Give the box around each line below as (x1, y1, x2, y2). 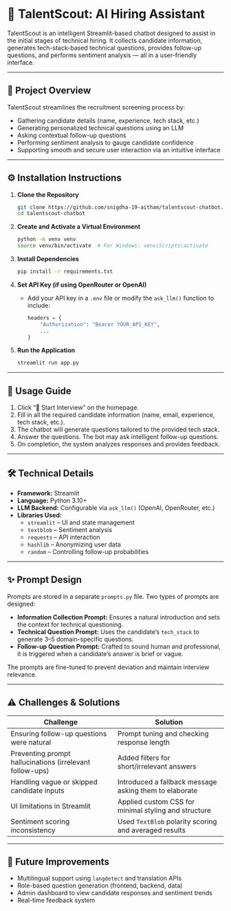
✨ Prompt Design (7, 574, 82, 586)
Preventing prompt (10, 748, 71, 758)
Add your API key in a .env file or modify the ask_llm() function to (27, 294, 214, 302)
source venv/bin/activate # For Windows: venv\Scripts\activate (16, 243, 208, 249)
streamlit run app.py (16, 360, 79, 367)
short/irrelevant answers (117, 761, 197, 771)
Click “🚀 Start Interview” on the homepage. (16, 403, 140, 412)
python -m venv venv (16, 236, 76, 243)
